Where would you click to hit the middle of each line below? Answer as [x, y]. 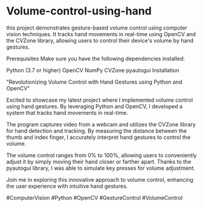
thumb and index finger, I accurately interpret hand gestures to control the [98, 137]
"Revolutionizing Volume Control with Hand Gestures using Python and [94, 82]
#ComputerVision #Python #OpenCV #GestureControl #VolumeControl [95, 197]
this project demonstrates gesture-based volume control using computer [97, 28]
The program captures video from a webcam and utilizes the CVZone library [101, 124]
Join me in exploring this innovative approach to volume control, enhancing [100, 179]
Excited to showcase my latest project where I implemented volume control [100, 100]
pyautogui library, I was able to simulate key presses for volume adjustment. [101, 168]
